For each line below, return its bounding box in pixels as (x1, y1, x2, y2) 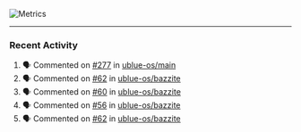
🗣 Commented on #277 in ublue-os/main (21, 60, 176, 70)
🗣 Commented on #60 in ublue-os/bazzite (21, 87, 182, 97)
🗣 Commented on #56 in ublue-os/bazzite (21, 100, 181, 111)
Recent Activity (9, 38, 79, 51)
